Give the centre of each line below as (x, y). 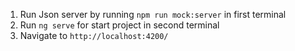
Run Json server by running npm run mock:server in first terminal (153, 14)
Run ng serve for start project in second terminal (119, 25)
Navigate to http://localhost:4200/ (94, 35)
